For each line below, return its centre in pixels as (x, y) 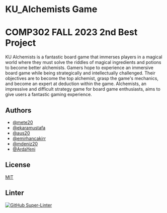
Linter (15, 193)
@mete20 (23, 122)
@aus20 (21, 133)
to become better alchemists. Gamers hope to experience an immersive (79, 68)
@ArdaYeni (24, 149)
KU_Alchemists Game (51, 9)
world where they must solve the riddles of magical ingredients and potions (83, 62)
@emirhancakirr (29, 138)
